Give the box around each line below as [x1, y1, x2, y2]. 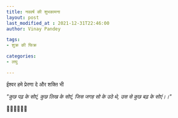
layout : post [6, 15, 39, 21]
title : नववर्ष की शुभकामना [6, 8, 61, 15]
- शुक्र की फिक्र [6, 42, 37, 48]
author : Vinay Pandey [6, 25, 61, 32]
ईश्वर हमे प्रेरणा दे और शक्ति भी [6, 80, 64, 88]
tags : [6, 37, 20, 43]
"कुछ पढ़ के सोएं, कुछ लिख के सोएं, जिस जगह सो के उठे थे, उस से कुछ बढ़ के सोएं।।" [6, 93, 172, 100]
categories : [6, 53, 36, 59]
